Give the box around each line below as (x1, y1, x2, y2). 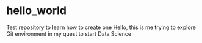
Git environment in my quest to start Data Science (6, 30, 132, 37)
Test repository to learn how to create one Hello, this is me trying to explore (6, 24, 197, 31)
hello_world (6, 4, 67, 18)
